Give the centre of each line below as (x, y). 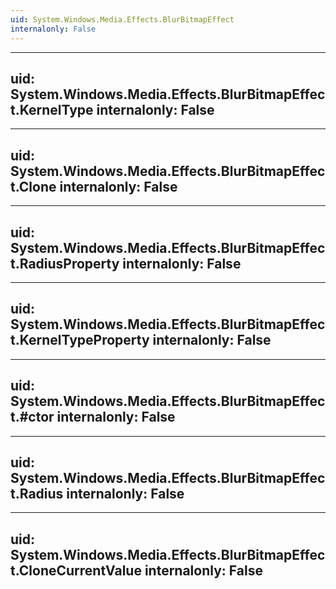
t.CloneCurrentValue (76, 570)
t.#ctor (32, 417)
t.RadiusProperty (65, 263)
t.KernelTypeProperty (80, 340)
